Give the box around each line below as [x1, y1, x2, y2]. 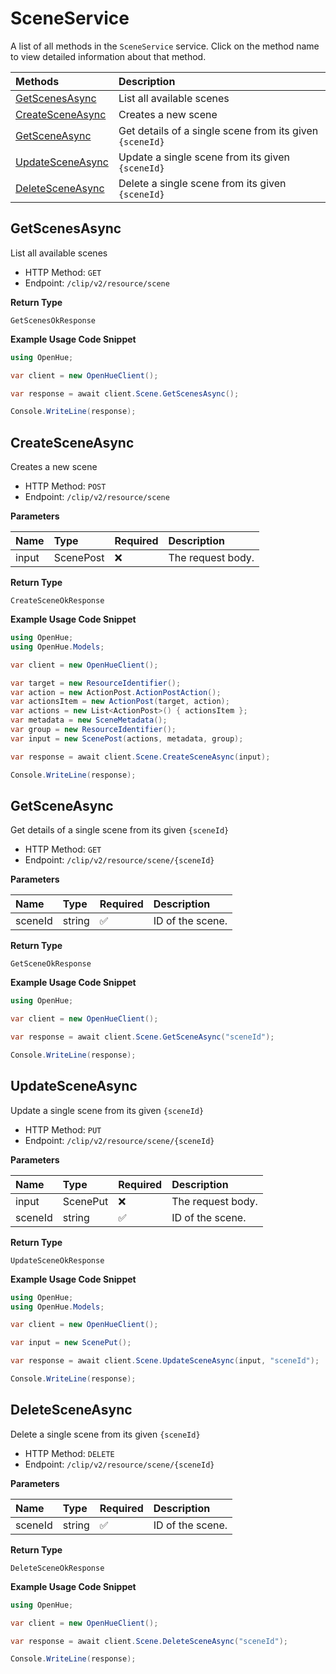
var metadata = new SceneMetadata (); [10, 715, 168, 726]
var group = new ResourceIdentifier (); [10, 725, 177, 735]
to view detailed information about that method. [10, 50, 207, 62]
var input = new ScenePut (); [10, 1338, 132, 1348]
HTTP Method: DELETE [24, 1447, 115, 1459]
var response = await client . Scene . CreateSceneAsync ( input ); [10, 752, 271, 762]
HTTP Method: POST [24, 480, 107, 492]
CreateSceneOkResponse [10, 596, 105, 606]
